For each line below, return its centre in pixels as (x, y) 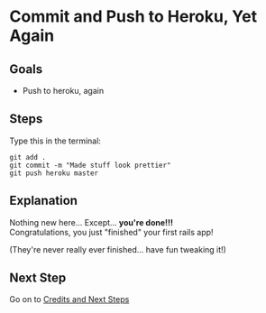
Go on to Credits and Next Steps (69, 299)
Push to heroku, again (63, 91)
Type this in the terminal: (55, 141)
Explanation (44, 201)
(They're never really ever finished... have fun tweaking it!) (118, 249)
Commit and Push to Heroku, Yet (133, 17)
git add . (28, 157)
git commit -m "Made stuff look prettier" (90, 165)
